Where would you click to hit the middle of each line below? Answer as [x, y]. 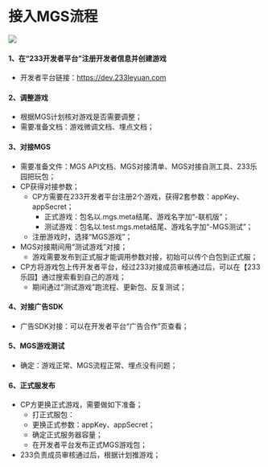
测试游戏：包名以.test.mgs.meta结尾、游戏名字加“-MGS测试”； [148, 227]
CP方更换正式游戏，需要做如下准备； [81, 405]
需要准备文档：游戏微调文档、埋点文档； [87, 127]
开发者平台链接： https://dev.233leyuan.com [93, 78]
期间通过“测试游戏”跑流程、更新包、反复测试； [109, 287]
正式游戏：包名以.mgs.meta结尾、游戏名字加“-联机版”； [137, 216]
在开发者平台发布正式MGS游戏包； [89, 445]
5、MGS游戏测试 [37, 346]
